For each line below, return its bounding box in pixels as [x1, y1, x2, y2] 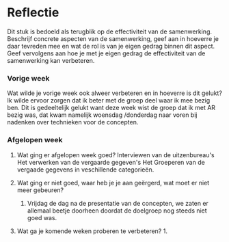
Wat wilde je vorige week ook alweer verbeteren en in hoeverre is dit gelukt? [7, 89, 222, 97]
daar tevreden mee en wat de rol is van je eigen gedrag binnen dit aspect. [7, 42, 215, 50]
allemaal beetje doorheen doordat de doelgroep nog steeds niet [27, 206, 207, 215]
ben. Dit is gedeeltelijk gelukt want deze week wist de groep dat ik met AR [7, 104, 216, 112]
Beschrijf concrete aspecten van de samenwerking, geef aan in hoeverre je [7, 34, 219, 42]
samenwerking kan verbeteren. [7, 56, 95, 64]
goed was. [27, 213, 57, 221]
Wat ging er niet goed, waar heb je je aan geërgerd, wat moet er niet [16, 178, 210, 187]
